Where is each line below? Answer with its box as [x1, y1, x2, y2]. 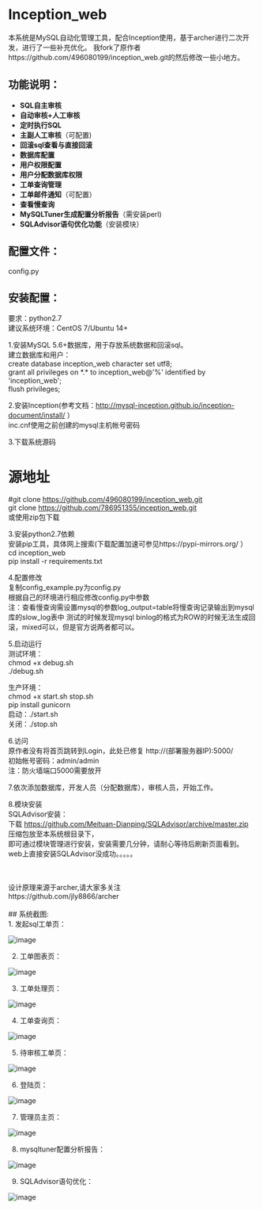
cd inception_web [8, 548, 66, 557]
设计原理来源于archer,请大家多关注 [8, 883, 121, 892]
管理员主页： [19, 1113, 62, 1122]
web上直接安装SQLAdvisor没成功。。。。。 [8, 849, 137, 858]
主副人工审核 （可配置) [19, 130, 92, 139]
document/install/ [8, 410, 66, 420]
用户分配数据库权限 [19, 169, 83, 179]
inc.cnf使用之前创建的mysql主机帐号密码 [8, 420, 141, 430]
